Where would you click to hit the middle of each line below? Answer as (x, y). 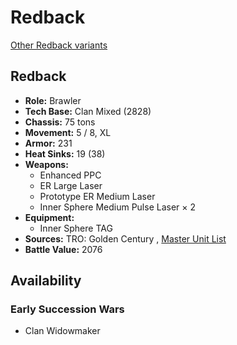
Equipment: (49, 217)
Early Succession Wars (67, 309)
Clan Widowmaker (62, 331)
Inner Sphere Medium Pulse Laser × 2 (118, 207)
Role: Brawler (53, 100)
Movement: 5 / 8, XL (68, 132)
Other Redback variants (59, 45)
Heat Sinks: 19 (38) (65, 153)
